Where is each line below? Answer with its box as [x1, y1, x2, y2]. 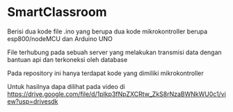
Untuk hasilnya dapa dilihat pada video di [7, 82, 125, 90]
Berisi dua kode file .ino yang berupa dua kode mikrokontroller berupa [7, 27, 208, 35]
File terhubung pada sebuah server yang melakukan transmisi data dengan [7, 48, 223, 56]
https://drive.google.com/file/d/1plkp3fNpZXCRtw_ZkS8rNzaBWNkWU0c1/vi [7, 90, 226, 98]
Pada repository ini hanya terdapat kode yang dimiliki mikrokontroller [7, 69, 204, 77]
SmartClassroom [7, 4, 107, 20]
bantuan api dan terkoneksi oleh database [7, 55, 128, 63]
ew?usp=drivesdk [7, 97, 58, 105]
